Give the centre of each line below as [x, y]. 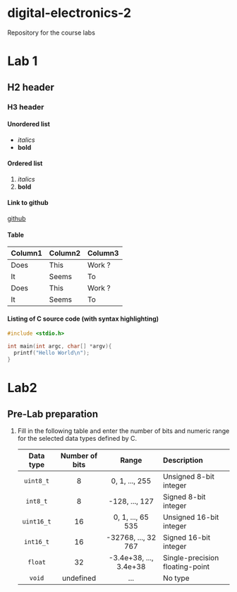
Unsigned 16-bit [191, 517]
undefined [79, 578]
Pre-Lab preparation [53, 414]
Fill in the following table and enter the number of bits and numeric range [123, 431]
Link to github [28, 203]
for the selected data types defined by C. [77, 438]
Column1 [26, 254]
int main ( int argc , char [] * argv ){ [60, 347]
